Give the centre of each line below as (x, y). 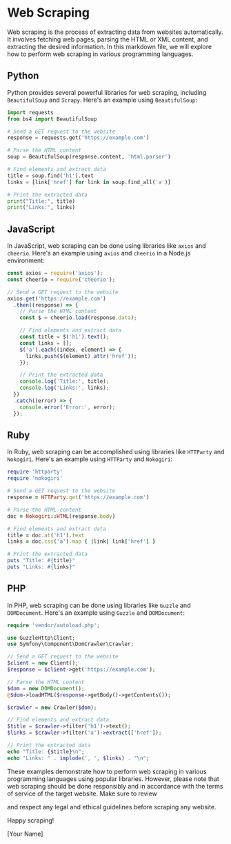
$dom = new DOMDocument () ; (46, 688)
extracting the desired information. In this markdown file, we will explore (110, 46)
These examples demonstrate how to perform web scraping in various (107, 771)
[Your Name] (25, 834)
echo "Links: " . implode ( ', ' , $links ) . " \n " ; (78, 758)
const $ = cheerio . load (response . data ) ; (78, 318)
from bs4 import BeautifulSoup (52, 119)
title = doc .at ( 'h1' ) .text (46, 535)
